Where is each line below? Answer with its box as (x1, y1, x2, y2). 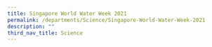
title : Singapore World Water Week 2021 (7, 10, 128, 17)
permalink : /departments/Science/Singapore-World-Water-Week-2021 (7, 17, 206, 23)
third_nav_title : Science (7, 29, 83, 37)
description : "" (7, 23, 55, 30)
